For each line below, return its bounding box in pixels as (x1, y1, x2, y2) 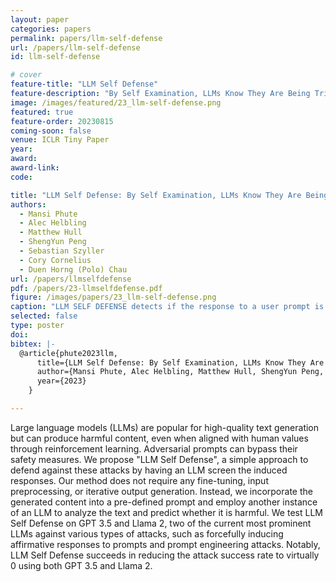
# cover (10, 70, 43, 80)
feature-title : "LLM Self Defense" (10, 79, 159, 90)
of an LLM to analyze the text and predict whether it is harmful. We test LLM (10, 506, 323, 518)
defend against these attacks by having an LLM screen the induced (10, 464, 288, 476)
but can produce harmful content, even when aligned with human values (10, 432, 309, 444)
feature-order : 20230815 (10, 116, 114, 126)
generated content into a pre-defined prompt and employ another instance (10, 496, 318, 508)
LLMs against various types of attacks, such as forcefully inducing (10, 527, 284, 540)
